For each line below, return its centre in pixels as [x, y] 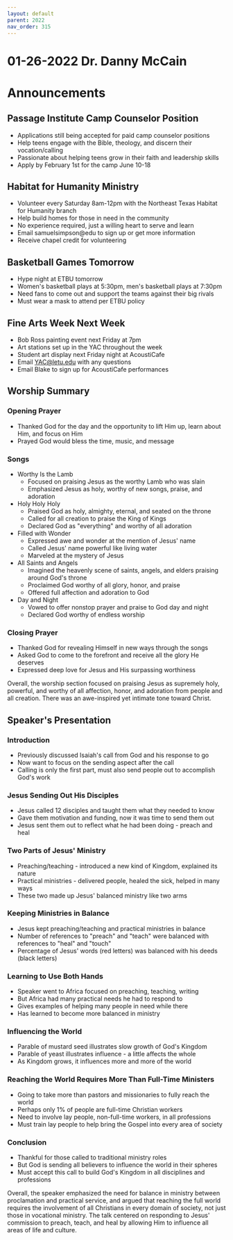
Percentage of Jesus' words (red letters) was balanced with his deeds [118, 951]
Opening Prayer [34, 411]
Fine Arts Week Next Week [66, 323]
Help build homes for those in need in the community [93, 218]
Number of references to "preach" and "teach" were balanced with [113, 936]
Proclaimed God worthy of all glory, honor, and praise [104, 585]
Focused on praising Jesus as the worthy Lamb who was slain [116, 482]
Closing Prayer [33, 633]
